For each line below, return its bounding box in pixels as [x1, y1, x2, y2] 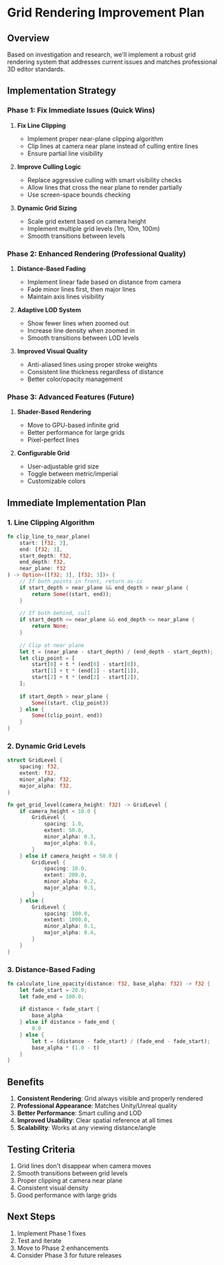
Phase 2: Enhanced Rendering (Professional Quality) [7, 249, 186, 259]
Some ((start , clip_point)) [32, 700, 109, 706]
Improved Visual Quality [16, 347, 88, 355]
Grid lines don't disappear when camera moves [16, 1161, 151, 1170]
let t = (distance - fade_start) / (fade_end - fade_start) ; [32, 1037, 211, 1045]
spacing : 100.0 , [43, 910, 91, 917]
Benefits [7, 1076, 45, 1088]
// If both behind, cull [19, 610, 91, 617]
